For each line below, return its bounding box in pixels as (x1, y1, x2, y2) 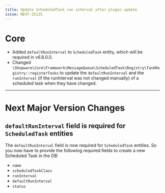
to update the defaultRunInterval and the (59, 70, 144, 76)
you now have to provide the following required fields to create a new (5, 148, 145, 154)
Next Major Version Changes (5, 102, 125, 113)
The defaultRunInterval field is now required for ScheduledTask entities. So (5, 142, 157, 148)
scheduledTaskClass (12, 168, 53, 173)
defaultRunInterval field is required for (5, 122, 126, 130)
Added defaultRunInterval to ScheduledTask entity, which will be (12, 49, 143, 55)
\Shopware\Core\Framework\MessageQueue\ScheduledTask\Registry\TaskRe (12, 66, 160, 71)
